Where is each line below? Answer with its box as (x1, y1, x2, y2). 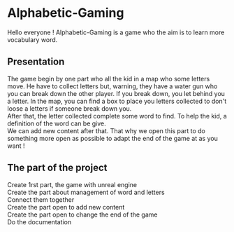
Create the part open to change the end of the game (7, 210, 158, 219)
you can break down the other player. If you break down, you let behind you (7, 89, 226, 97)
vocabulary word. (7, 35, 58, 43)
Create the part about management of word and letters (7, 188, 166, 196)
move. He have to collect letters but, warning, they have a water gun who (7, 82, 218, 90)
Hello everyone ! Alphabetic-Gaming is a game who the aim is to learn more (7, 28, 225, 36)
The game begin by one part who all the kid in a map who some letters (7, 74, 210, 83)
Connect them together (7, 195, 75, 204)
